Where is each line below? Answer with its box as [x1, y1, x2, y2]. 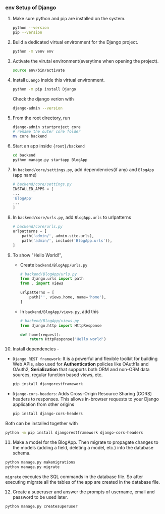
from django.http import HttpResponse [20, 323, 102, 328]
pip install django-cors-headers [12, 411, 83, 417]
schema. [12, 450, 31, 456]
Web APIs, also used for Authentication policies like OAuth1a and [12, 361, 149, 367]
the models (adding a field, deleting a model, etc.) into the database [12, 444, 154, 450]
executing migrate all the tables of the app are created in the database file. [5, 479, 160, 485]
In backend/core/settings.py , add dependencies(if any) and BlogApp [12, 166, 154, 173]
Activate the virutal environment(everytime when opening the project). [12, 58, 159, 64]
